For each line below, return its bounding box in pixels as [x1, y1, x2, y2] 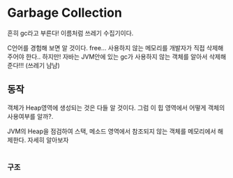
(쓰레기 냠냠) [25, 61, 61, 69]
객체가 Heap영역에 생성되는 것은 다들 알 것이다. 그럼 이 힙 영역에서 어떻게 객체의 [7, 103, 225, 112]
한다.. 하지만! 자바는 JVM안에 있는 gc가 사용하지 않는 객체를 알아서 [25, 52, 208, 61]
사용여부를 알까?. [7, 112, 54, 120]
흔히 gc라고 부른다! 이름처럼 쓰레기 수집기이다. [7, 29, 134, 37]
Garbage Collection [7, 5, 122, 21]
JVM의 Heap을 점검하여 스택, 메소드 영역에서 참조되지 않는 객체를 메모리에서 [7, 127, 216, 135]
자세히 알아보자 [27, 135, 69, 144]
